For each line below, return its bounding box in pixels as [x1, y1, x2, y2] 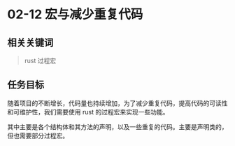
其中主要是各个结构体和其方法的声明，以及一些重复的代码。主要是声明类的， [7, 122, 228, 131]
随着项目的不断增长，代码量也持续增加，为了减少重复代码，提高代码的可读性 [7, 99, 228, 107]
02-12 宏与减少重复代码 [7, 6, 143, 22]
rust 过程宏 [24, 57, 57, 65]
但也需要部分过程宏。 [7, 131, 69, 140]
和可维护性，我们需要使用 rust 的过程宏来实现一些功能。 [7, 107, 169, 116]
